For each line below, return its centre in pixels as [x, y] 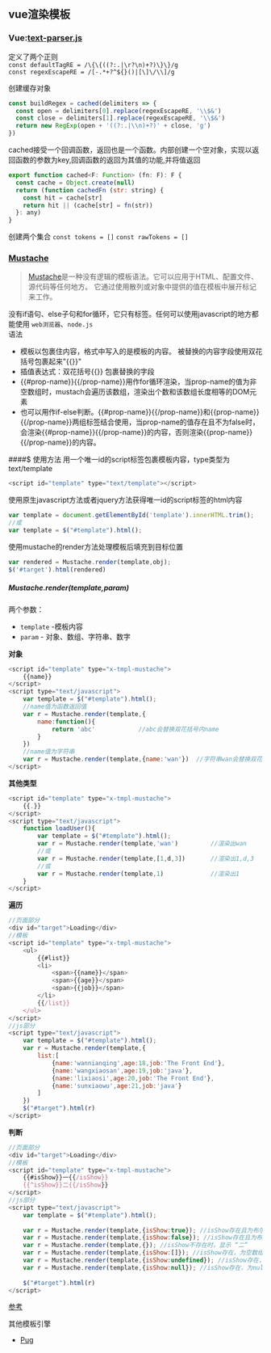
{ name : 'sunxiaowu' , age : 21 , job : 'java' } [117, 1085]
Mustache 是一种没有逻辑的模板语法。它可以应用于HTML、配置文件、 [143, 276]
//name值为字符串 [49, 752]
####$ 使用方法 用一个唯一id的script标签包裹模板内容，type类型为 [119, 460]
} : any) [29, 213]
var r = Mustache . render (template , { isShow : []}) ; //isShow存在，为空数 [140, 1253]
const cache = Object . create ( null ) [75, 183]
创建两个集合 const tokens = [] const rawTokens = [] [98, 237]
